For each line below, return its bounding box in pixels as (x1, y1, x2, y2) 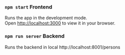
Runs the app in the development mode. (5, 15, 87, 21)
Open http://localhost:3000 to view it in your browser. (5, 20, 116, 26)
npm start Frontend (5, 3, 53, 10)
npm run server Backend (5, 32, 65, 39)
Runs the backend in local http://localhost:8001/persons (5, 44, 120, 50)
